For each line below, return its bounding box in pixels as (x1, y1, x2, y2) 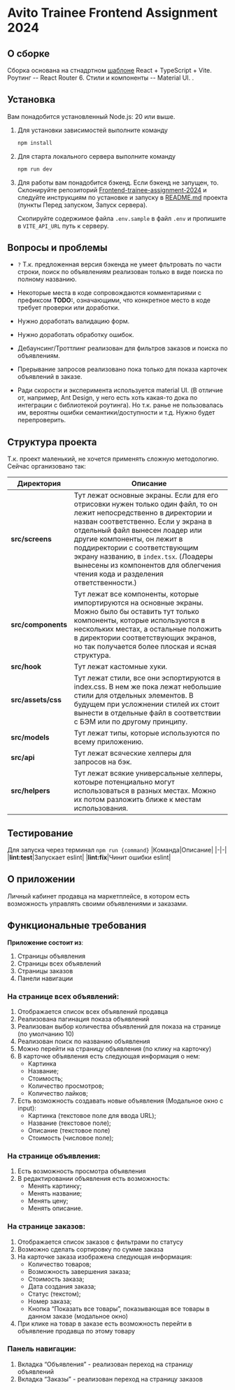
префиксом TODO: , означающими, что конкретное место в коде (17, 296, 211, 305)
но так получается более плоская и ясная (73, 642, 217, 652)
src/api (10, 753, 35, 763)
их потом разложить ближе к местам (73, 795, 201, 805)
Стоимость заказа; (27, 1275, 85, 1283)
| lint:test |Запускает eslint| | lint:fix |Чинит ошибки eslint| (7, 853, 171, 861)
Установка (7, 94, 56, 106)
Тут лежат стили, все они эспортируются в (73, 673, 221, 683)
